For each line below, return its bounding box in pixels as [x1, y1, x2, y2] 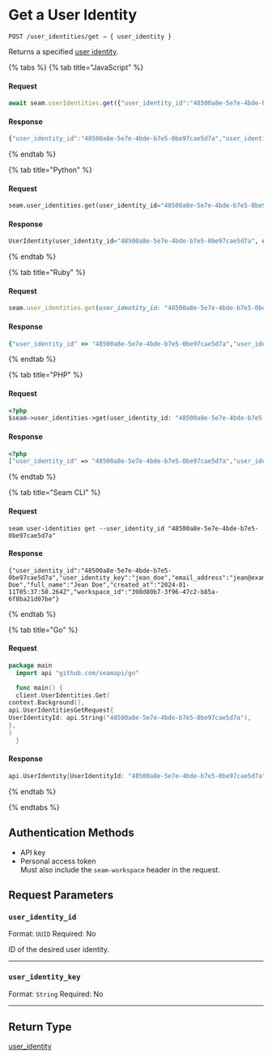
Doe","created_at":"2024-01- [91, 580, 190, 589]
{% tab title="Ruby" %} [8, 268, 87, 278]
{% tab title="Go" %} [8, 625, 79, 635]
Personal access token [19, 856, 96, 866]
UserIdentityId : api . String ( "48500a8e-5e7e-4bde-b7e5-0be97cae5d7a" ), [8, 714, 252, 722]
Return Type [8, 1020, 72, 1034]
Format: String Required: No [8, 988, 104, 999]
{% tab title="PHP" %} [8, 370, 83, 380]
